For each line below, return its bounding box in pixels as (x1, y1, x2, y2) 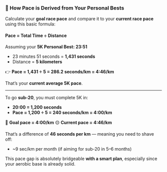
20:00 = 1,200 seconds (12, 104, 62, 110)
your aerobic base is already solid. (5, 161, 76, 167)
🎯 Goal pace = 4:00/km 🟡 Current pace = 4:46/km (5, 119, 112, 125)
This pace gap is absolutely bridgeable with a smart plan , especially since (5, 156, 158, 162)
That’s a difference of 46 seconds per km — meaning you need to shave (5, 131, 154, 137)
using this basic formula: (5, 21, 56, 27)
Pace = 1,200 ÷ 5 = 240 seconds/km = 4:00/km (12, 109, 112, 115)
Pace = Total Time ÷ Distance (5, 32, 67, 38)
